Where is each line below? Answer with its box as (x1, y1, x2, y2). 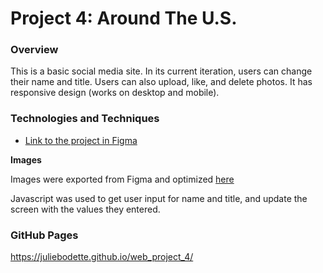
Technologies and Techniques (10, 112, 160, 126)
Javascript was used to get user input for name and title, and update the (10, 192, 308, 204)
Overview (10, 43, 59, 57)
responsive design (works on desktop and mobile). (10, 87, 220, 99)
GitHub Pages (10, 228, 79, 242)
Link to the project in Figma (24, 134, 138, 146)
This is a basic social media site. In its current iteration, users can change (10, 65, 313, 77)
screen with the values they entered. (10, 203, 161, 215)
